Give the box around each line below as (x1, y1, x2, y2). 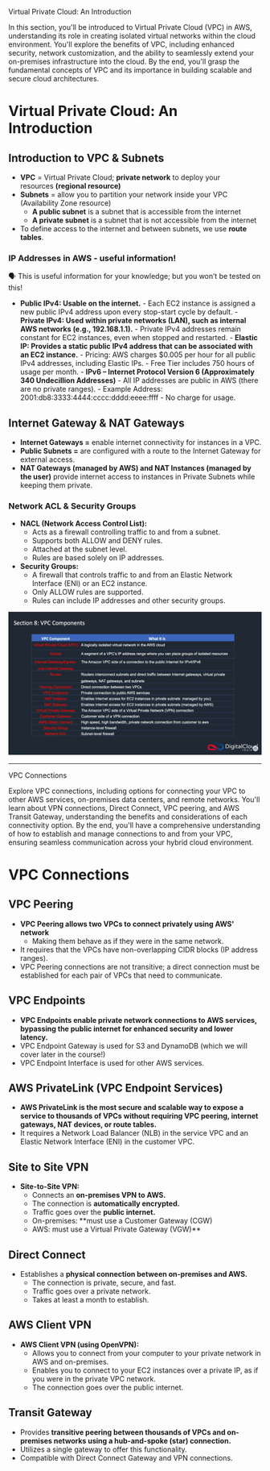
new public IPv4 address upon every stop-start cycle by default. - (19, 307, 239, 317)
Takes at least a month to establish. (31, 1294, 149, 1304)
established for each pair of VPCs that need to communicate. (19, 970, 223, 980)
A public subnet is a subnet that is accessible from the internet (31, 207, 241, 216)
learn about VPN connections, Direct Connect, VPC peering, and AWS (8, 803, 239, 812)
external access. (19, 455, 75, 464)
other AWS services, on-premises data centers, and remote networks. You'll (8, 794, 260, 804)
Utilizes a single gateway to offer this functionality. (19, 1444, 187, 1454)
